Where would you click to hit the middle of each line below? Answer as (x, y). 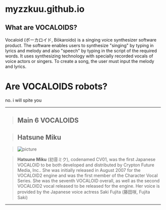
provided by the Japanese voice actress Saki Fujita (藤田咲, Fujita (83, 192)
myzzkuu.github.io (45, 9)
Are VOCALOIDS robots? (56, 86)
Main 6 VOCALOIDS (48, 121)
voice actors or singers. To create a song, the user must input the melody (80, 61)
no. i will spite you (23, 100)
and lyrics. (16, 66)
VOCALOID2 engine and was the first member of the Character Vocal (87, 176)
